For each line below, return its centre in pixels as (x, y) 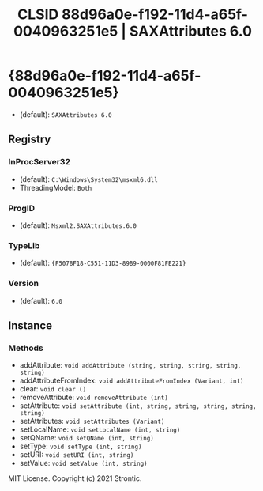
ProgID (22, 208)
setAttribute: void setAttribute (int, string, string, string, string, (138, 406)
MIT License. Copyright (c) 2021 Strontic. (75, 478)
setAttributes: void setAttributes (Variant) (92, 421)
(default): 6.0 (41, 300)
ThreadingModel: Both (56, 187)
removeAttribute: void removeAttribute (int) (94, 398)
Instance (30, 325)
